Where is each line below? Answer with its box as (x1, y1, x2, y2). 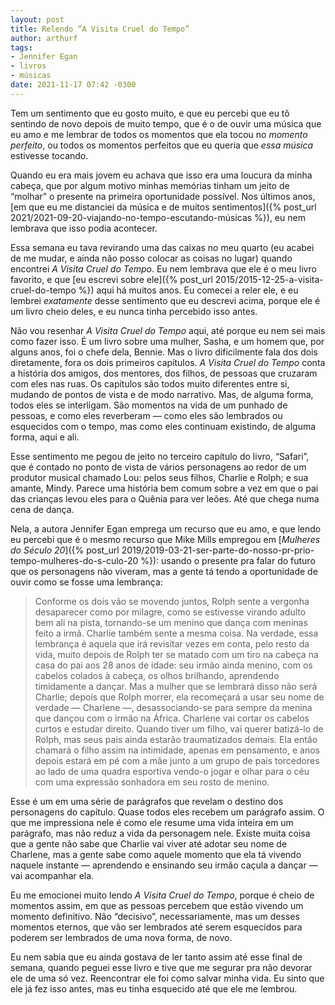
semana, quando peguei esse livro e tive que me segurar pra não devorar (10, 961, 313, 973)
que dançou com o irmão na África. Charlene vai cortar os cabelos (34, 712, 310, 724)
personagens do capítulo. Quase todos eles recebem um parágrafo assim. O (10, 806, 325, 818)
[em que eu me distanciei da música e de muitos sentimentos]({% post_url (10, 201, 317, 213)
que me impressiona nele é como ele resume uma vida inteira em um (10, 816, 294, 828)
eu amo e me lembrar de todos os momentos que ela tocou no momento (10, 128, 308, 140)
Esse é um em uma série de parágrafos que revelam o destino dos (10, 795, 284, 807)
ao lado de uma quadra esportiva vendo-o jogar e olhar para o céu (34, 765, 310, 777)
